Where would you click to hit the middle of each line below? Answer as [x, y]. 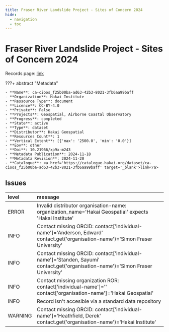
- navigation [23, 19]
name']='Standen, [58, 260]
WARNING [20, 316]
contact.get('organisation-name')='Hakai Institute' [97, 322]
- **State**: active [27, 123]
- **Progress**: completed [33, 119]
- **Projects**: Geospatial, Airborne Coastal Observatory [68, 115]
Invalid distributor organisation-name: [82, 206]
